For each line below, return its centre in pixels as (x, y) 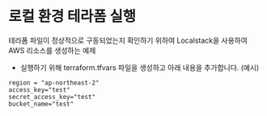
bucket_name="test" (41, 104)
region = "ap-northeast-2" (54, 83)
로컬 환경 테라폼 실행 (72, 17)
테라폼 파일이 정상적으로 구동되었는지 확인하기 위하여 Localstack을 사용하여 (128, 40)
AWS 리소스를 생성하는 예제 (52, 50)
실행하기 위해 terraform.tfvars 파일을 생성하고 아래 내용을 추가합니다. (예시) (140, 67)
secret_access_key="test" (52, 97)
